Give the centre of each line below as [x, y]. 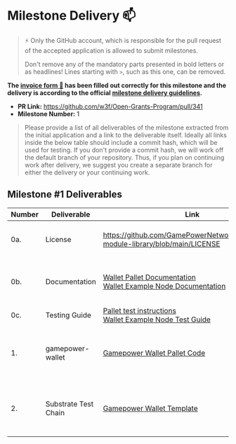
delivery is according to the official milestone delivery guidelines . [105, 93]
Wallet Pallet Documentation [150, 277]
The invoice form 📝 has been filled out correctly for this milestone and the [117, 85]
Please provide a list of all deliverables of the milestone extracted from [126, 127]
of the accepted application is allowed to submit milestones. [111, 50]
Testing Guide [68, 315]
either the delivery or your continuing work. [87, 172]
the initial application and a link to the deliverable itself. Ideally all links [125, 135]
